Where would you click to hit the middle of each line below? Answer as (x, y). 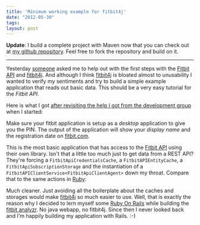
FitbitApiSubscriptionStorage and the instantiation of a (75, 167)
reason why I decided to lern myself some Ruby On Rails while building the (98, 204)
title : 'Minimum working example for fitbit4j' (66, 12)
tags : (13, 23)
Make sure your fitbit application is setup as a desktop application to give (96, 123)
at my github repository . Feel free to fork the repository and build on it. (92, 52)
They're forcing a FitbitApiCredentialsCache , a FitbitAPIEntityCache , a (95, 160)
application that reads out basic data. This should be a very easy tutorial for (99, 87)
